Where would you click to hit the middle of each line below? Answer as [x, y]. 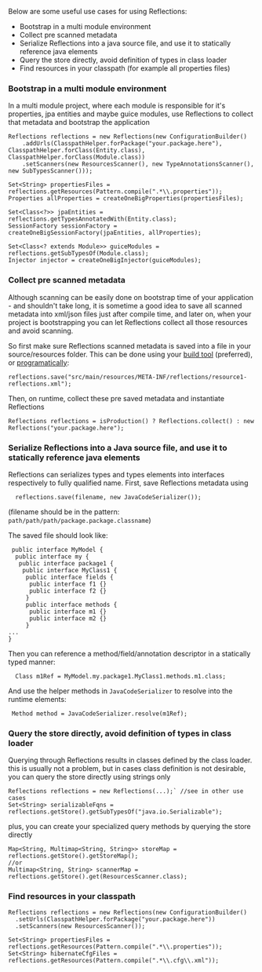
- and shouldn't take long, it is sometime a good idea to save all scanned [125, 305]
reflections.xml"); [40, 384]
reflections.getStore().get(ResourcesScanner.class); [98, 877]
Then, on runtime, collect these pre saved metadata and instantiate [116, 398]
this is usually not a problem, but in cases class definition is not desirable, [127, 769]
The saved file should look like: [58, 535]
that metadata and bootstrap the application [79, 122]
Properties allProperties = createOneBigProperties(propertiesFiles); [126, 199]
